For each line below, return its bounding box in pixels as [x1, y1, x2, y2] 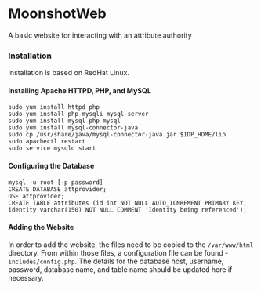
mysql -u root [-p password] [8, 178, 103, 187]
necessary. [8, 273, 45, 282]
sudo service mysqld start [8, 144, 96, 153]
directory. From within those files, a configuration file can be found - [8, 248, 229, 257]
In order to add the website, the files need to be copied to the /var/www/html [8, 240, 254, 249]
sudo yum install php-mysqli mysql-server [8, 111, 149, 118]
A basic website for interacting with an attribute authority [8, 31, 192, 40]
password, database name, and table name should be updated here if [8, 264, 233, 274]
